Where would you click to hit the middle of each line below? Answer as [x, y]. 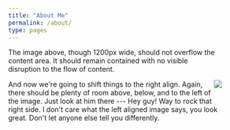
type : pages [28, 30]
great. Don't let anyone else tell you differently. [84, 118]
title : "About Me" [38, 15]
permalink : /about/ [40, 23]
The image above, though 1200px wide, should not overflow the [111, 53]
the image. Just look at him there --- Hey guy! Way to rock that [110, 101]
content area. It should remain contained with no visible [98, 61]
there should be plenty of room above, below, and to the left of [109, 93]
